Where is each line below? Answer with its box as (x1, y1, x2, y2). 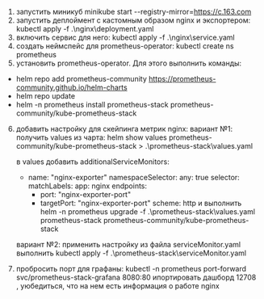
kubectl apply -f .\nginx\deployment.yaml (15, 24, 154, 33)
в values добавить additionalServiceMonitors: (15, 157, 170, 166)
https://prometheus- (148, 74, 216, 83)
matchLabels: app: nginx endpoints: (27, 181, 148, 191)
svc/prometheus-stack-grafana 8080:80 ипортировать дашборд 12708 (15, 272, 257, 282)
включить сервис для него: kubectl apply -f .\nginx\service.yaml (15, 32, 236, 42)
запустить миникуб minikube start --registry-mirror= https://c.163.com (15, 7, 252, 16)
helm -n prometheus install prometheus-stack (15, 100, 169, 109)
